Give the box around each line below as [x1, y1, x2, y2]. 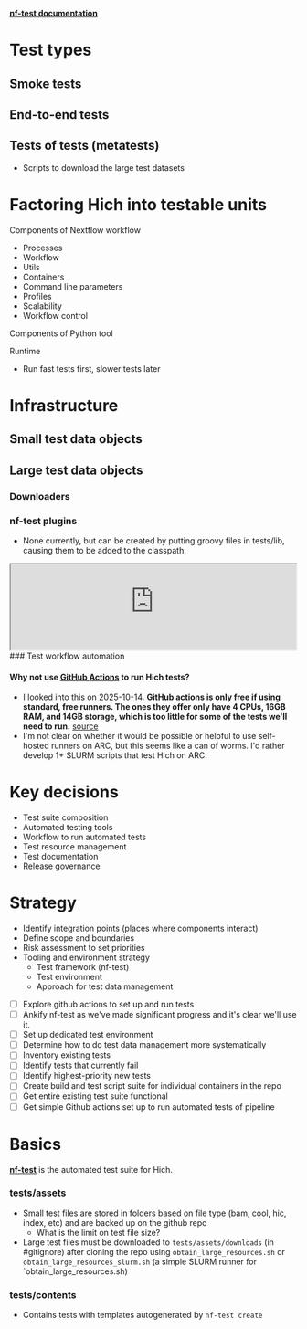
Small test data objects [9, 431, 143, 447]
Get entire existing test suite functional [22, 1091, 169, 1102]
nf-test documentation [9, 8, 98, 18]
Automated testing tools [22, 822, 113, 833]
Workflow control [22, 310, 89, 321]
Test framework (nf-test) [36, 961, 130, 972]
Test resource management [22, 841, 127, 852]
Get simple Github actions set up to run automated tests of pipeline [22, 1101, 276, 1113]
